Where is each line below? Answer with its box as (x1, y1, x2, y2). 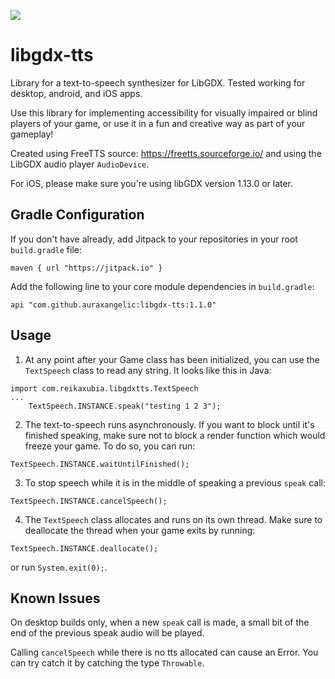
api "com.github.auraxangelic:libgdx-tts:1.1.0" (10, 300, 217, 310)
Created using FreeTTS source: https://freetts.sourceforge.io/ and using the (10, 147, 322, 159)
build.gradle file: (10, 243, 83, 255)
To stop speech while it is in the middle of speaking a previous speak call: (24, 476, 327, 489)
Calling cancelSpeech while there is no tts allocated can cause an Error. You (10, 646, 319, 659)
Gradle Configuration (10, 206, 145, 224)
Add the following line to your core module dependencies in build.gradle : (10, 280, 315, 292)
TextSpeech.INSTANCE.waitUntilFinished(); (10, 459, 190, 469)
